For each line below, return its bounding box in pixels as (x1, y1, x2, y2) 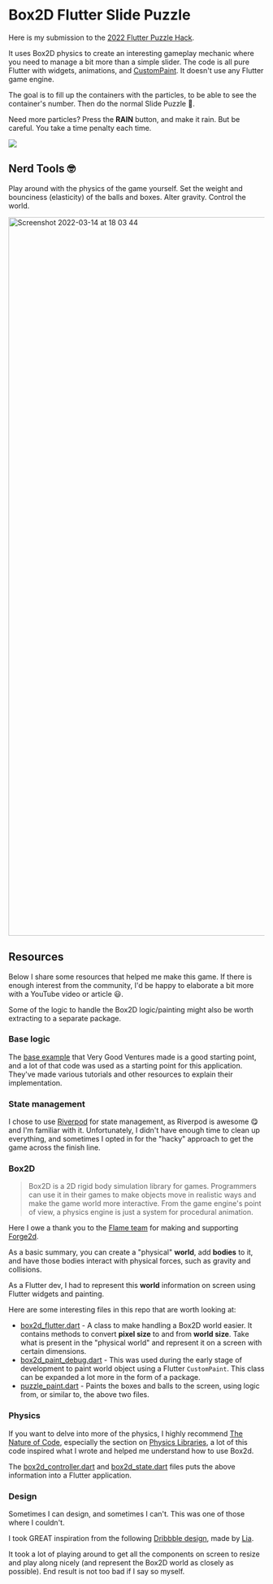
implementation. (8, 1077, 63, 1087)
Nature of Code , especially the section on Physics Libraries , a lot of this (8, 1437, 248, 1447)
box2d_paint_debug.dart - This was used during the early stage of (19, 1356, 242, 1365)
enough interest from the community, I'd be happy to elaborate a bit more (8, 980, 254, 990)
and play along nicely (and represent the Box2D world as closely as (8, 1558, 234, 1568)
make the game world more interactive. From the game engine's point (28, 1199, 262, 1208)
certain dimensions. (19, 1347, 87, 1356)
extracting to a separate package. (8, 1013, 122, 1023)
